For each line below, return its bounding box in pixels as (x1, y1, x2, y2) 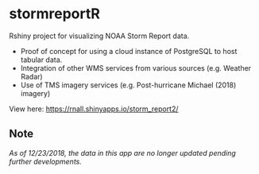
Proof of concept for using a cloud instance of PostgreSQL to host (20, 46, 238, 56)
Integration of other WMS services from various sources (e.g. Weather (20, 63, 252, 72)
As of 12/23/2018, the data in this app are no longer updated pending (9, 148, 237, 157)
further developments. (9, 157, 83, 166)
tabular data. (20, 55, 63, 64)
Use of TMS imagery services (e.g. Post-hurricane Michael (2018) (20, 80, 237, 90)
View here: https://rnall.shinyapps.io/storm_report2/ (9, 104, 179, 114)
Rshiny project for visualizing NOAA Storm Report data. (9, 31, 190, 41)
